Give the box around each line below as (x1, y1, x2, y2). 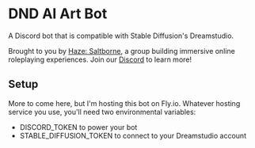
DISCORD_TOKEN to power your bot (19, 122, 138, 131)
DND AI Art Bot (8, 5, 108, 23)
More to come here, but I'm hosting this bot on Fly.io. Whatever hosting (8, 98, 241, 108)
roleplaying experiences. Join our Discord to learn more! (8, 55, 192, 64)
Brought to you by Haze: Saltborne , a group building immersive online (8, 46, 235, 55)
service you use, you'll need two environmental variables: (8, 107, 196, 116)
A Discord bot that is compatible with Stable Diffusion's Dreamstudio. (8, 31, 234, 40)
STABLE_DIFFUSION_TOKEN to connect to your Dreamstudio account (19, 131, 247, 140)
